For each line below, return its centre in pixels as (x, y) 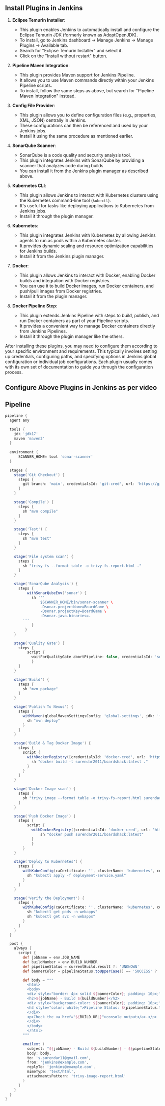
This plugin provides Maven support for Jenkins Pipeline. (77, 75)
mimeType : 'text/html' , (51, 1072)
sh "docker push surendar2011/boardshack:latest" (92, 835)
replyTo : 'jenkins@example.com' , (61, 1067)
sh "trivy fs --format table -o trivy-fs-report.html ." (82, 566)
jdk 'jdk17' (26, 434)
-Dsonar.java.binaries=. (66, 616)
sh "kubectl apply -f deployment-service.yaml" (76, 876)
